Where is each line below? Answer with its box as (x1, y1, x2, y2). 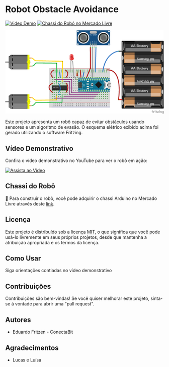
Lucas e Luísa (12, 357, 42, 363)
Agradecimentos (5, 343, 59, 352)
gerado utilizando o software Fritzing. (5, 130, 83, 136)
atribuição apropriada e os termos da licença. (5, 239, 100, 245)
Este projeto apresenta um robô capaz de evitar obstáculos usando (5, 119, 145, 125)
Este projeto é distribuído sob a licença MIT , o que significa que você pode (5, 229, 160, 235)
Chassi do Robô (5, 182, 55, 190)
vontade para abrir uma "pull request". (15, 301, 95, 307)
